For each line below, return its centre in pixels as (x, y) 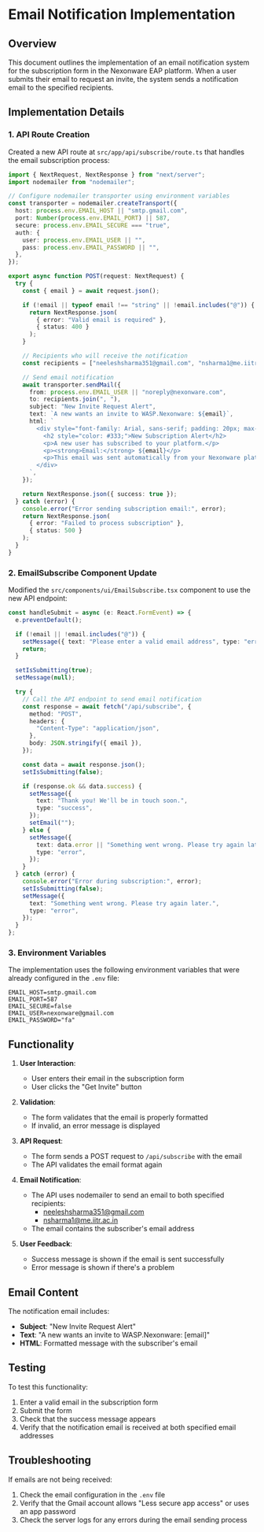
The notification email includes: (59, 1312)
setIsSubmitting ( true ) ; (54, 671)
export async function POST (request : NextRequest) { (96, 276)
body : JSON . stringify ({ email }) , (86, 743)
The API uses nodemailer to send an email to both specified (128, 1195)
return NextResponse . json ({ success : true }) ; (100, 494)
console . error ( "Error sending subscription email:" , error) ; (124, 509)
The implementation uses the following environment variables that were (124, 970)
